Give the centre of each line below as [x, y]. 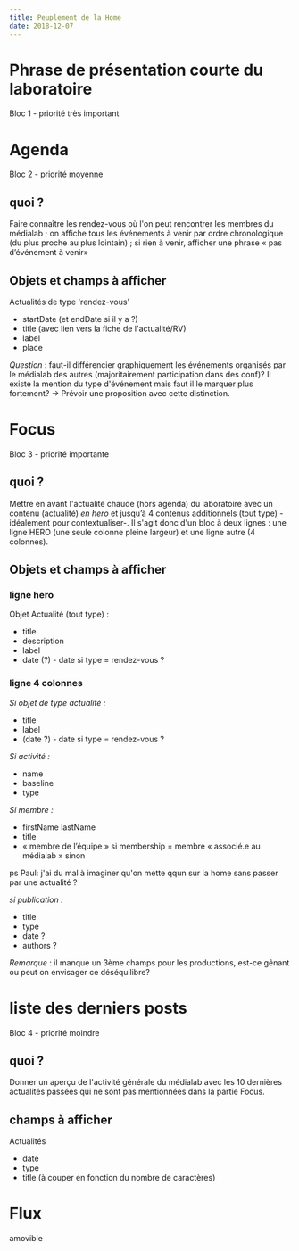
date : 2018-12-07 [42, 26]
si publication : [37, 899]
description [43, 641]
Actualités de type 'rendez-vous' [70, 302]
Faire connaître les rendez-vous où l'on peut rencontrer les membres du [141, 224]
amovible [26, 1239]
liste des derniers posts [98, 1008]
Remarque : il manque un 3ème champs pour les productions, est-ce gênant [149, 962]
